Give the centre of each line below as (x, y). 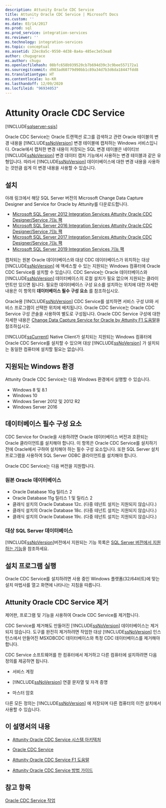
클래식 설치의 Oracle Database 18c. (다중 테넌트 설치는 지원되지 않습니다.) (84, 510)
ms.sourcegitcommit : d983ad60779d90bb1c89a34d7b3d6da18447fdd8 (72, 70)
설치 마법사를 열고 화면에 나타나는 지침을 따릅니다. (54, 585)
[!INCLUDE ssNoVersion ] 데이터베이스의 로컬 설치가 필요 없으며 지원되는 (75, 278)
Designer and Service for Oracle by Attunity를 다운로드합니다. (67, 204)
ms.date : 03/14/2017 (27, 24)
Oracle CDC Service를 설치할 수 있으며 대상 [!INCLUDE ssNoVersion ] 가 (76, 343)
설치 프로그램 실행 (31, 566)
